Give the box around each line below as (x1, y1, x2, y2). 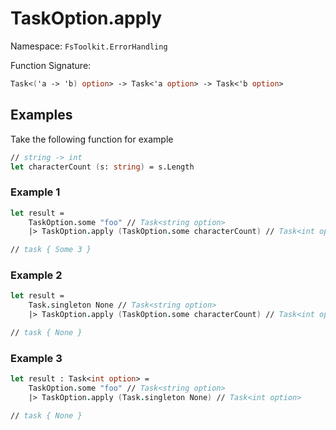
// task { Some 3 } (10, 245, 92, 255)
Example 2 (10, 268, 63, 282)
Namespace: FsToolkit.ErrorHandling (10, 40, 168, 52)
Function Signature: (10, 59, 92, 71)
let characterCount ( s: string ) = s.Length (10, 162, 195, 172)
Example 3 (10, 351, 63, 365)
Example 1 (10, 185, 61, 199)
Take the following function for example (10, 133, 174, 145)
